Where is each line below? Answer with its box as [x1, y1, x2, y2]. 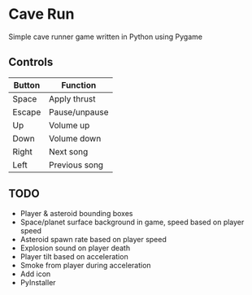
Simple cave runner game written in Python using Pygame [8, 32, 203, 41]
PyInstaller [20, 277, 56, 287]
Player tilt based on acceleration [20, 251, 128, 261]
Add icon [20, 269, 51, 279]
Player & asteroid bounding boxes [20, 208, 133, 218]
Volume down [48, 132, 102, 144]
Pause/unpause [48, 106, 109, 118]
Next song [48, 145, 89, 157]
